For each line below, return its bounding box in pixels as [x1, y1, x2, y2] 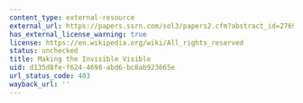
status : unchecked [9, 47, 78, 56]
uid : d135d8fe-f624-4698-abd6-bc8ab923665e [9, 64, 176, 73]
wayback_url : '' [9, 80, 70, 89]
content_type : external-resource [9, 13, 135, 22]
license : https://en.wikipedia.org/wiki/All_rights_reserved [9, 38, 244, 47]
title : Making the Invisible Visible [9, 55, 151, 64]
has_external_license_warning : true [9, 30, 147, 39]
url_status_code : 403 [9, 72, 91, 81]
